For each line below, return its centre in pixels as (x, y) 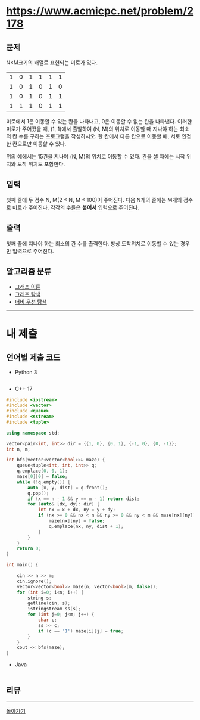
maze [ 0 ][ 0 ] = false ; (42, 477)
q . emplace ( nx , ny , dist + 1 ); (86, 526)
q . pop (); (38, 493)
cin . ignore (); (34, 581)
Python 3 (26, 372)
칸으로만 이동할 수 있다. (39, 144)
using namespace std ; (33, 433)
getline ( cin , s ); (49, 603)
